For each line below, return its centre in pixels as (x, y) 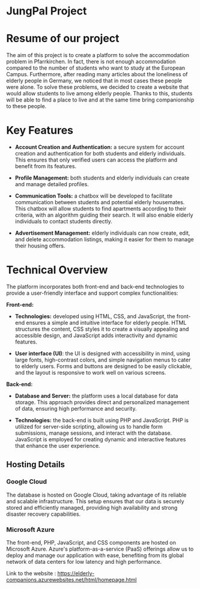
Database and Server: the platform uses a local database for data (96, 396)
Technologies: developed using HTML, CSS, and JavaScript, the (95, 316)
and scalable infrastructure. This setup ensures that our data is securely (95, 501)
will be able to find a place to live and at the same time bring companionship (100, 100)
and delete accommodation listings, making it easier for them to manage (104, 240)
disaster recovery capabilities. (44, 514)
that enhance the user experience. (57, 446)
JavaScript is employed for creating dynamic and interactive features (100, 439)
